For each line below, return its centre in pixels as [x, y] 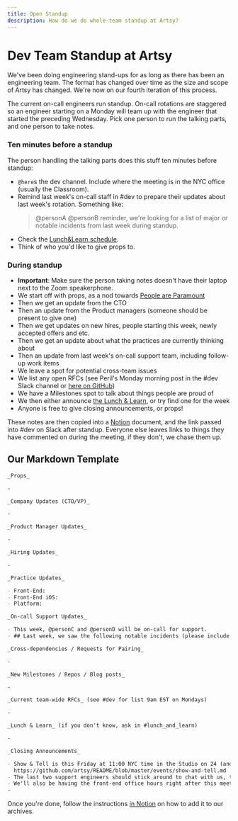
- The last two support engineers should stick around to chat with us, [117, 777]
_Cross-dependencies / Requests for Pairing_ [75, 649]
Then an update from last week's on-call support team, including [112, 356]
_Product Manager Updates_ [47, 527]
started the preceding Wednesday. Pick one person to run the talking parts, [117, 119]
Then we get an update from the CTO [72, 303]
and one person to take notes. [51, 126]
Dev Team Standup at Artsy [90, 56]
